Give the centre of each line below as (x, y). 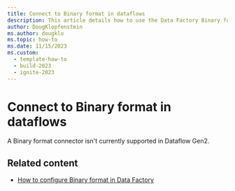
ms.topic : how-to (33, 40)
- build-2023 (33, 66)
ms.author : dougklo (36, 33)
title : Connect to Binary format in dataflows (76, 14)
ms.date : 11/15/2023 (37, 46)
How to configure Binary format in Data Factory (86, 180)
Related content (43, 163)
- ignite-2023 (34, 72)
